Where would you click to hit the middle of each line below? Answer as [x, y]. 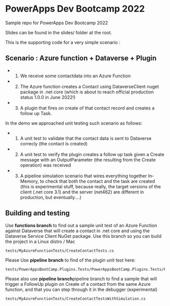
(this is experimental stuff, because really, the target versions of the [90, 186]
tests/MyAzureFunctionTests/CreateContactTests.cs [60, 250]
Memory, [29, 181]
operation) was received [46, 165]
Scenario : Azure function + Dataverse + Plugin [81, 58]
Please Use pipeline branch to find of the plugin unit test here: [70, 260]
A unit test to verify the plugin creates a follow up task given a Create [92, 154]
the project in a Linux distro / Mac [40, 241]
